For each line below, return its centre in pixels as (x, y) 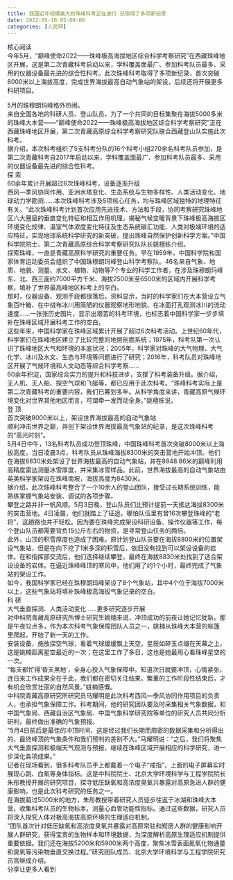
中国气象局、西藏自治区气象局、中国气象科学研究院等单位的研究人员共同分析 (116, 713)
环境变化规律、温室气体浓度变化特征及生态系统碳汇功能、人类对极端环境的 (113, 227)
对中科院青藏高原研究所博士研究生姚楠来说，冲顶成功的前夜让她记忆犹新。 (113, 617)
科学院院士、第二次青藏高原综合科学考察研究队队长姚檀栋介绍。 (98, 244)
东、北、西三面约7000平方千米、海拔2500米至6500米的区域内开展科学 (109, 279)
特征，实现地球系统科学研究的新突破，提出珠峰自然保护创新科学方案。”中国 (119, 235)
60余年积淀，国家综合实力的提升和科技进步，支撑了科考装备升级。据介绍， (114, 374)
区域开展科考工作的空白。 (68, 322)
